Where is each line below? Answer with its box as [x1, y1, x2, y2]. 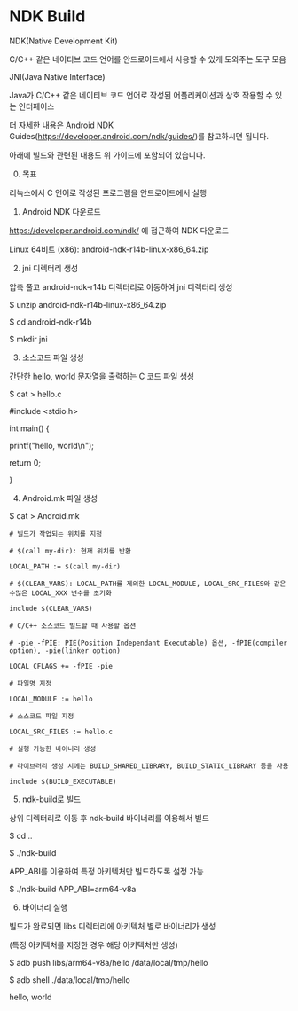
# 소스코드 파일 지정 [9, 711, 74, 720]
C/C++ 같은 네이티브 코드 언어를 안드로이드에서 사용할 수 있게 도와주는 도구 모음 [9, 53, 286, 64]
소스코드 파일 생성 [21, 352, 84, 363]
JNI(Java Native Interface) [9, 71, 106, 82]
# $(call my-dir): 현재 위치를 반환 [9, 546, 131, 555]
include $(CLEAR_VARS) [9, 604, 93, 613]
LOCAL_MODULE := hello [9, 694, 93, 703]
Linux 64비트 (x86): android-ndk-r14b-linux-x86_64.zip [9, 244, 209, 255]
